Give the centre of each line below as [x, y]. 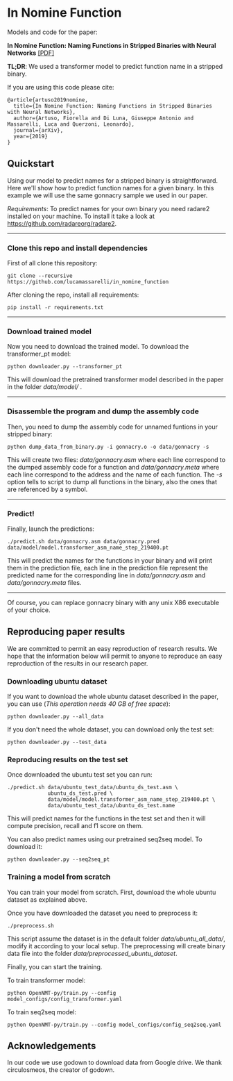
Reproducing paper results [66, 632]
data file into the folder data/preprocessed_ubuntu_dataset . [93, 953]
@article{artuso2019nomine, [48, 100]
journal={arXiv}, [38, 130]
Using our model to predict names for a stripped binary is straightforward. [113, 180]
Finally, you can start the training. [55, 966]
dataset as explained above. [48, 899]
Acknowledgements [52, 1046]
